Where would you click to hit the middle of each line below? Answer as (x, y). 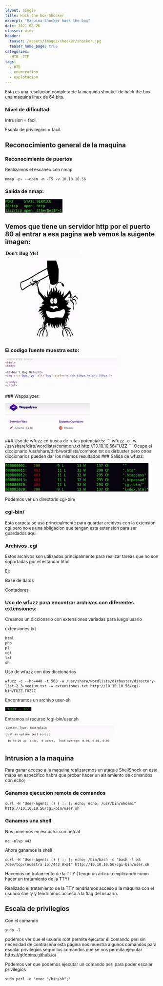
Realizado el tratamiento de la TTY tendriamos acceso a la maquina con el (80, 888)
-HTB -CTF (19, 57)
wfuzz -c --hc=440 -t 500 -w (35, 681)
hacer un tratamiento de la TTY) (37, 879)
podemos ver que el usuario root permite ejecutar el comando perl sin (75, 939)
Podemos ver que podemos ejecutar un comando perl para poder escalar (79, 964)
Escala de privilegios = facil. (33, 130)
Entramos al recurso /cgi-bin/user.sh (42, 719)
